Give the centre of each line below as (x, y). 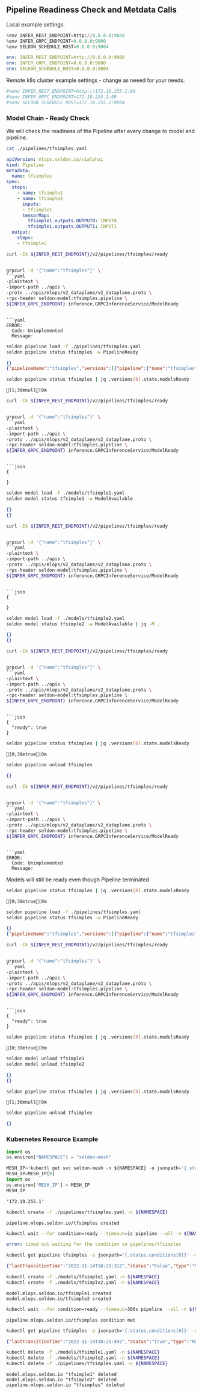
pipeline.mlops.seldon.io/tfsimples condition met (71, 1320)
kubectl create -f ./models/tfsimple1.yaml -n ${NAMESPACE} (83, 1277)
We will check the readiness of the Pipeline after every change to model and (101, 131)
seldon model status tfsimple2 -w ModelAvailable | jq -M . (83, 624)
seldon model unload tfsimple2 (45, 1064)
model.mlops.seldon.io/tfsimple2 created (59, 1299)
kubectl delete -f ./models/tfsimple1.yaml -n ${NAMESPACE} (83, 1352)
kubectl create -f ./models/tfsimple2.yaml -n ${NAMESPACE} (83, 1283)
